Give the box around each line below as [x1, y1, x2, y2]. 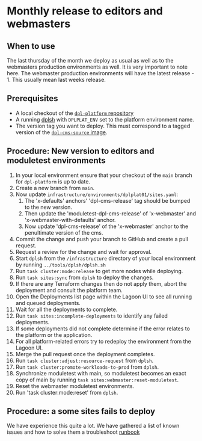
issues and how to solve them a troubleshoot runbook [7, 428, 140, 436]
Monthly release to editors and [7, 4, 163, 18]
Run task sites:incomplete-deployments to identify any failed [15, 312, 168, 319]
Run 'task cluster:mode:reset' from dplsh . [15, 389, 118, 396]
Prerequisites [7, 93, 58, 103]
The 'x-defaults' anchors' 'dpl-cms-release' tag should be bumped [24, 197, 191, 204]
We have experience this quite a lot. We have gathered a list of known [7, 422, 180, 430]
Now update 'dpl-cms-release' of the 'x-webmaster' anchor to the [24, 223, 189, 230]
